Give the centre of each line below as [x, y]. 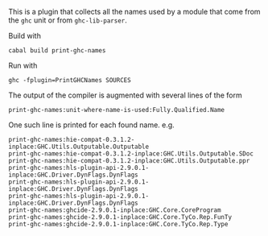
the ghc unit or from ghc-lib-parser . [68, 20]
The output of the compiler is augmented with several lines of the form [126, 95]
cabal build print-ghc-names [57, 51]
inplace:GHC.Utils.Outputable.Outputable [79, 147]
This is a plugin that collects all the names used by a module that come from [134, 12]
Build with [25, 36]
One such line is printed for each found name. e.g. [91, 125]
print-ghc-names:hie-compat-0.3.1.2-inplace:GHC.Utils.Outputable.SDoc [131, 154]
